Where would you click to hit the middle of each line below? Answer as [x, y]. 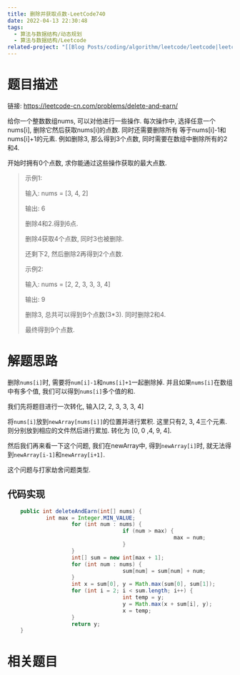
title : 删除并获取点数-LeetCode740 [56, 14]
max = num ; [190, 538]
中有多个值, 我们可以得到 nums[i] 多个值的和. [71, 391]
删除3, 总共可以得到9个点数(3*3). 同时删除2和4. [95, 314]
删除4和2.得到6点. [51, 223]
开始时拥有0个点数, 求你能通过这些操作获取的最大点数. [87, 163]
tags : [15, 27]
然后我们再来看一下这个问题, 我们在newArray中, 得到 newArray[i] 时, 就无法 [116, 445]
